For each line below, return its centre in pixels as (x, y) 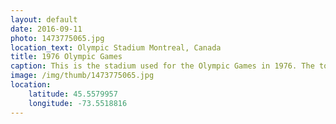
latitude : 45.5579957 (73, 94)
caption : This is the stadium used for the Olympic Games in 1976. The (162, 66)
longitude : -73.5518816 (78, 103)
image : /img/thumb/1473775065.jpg (82, 76)
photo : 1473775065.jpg (57, 38)
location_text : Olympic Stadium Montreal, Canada (116, 47)
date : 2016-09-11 (46, 29)
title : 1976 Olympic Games (66, 57)
